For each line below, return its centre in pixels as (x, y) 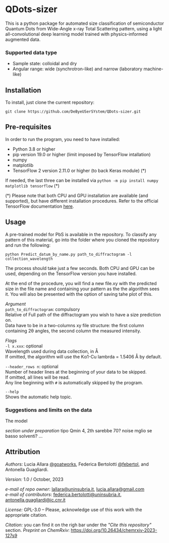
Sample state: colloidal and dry (45, 64)
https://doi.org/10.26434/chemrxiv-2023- (114, 530)
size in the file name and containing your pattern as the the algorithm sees (82, 289)
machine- (154, 69)
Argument (16, 304)
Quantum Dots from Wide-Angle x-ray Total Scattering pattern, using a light (84, 28)
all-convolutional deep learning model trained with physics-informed (76, 34)
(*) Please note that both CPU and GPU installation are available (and (77, 195)
